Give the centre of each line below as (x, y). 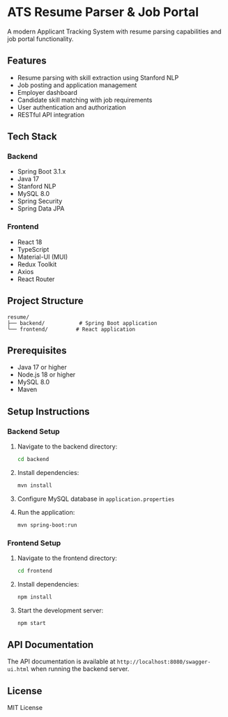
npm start (32, 623)
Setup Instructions (48, 411)
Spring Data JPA (41, 209)
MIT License (25, 708)
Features (27, 61)
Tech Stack (32, 137)
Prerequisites (37, 350)
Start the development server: (60, 610)
